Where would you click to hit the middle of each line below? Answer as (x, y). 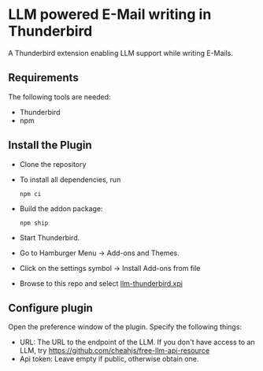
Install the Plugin (50, 145)
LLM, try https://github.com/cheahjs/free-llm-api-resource (115, 351)
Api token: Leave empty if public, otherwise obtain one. (109, 359)
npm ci (30, 194)
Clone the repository (53, 164)
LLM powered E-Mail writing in (110, 15)
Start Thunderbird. (50, 237)
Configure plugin (50, 308)
